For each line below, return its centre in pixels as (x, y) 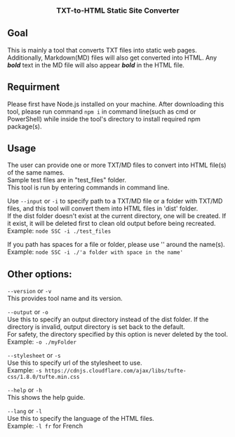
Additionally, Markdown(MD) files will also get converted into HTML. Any (112, 58)
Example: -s (25, 370)
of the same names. (36, 173)
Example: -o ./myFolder (42, 342)
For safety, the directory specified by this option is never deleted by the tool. (117, 335)
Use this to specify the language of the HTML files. (81, 419)
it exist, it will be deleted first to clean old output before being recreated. (112, 224)
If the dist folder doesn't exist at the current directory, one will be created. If (117, 216)
